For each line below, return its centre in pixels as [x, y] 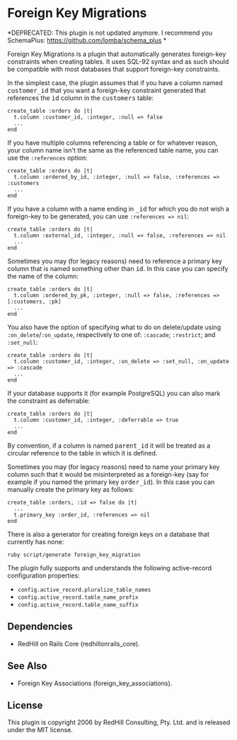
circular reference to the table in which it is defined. [82, 453]
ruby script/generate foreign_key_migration [74, 555]
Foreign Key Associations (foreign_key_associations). [95, 683]
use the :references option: [48, 158]
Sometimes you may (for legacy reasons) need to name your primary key [114, 467]
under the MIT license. [40, 730]
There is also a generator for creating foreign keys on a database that [109, 534]
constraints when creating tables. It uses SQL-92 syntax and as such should [118, 61]
